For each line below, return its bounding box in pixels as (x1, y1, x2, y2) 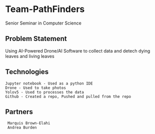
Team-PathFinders (5, 3, 85, 15)
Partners (5, 107, 34, 116)
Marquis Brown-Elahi (7, 121, 51, 126)
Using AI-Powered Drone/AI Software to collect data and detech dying (5, 47, 150, 53)
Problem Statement (5, 34, 67, 43)
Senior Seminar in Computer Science (5, 20, 82, 26)
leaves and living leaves (5, 53, 55, 59)
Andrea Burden (7, 125, 37, 130)
